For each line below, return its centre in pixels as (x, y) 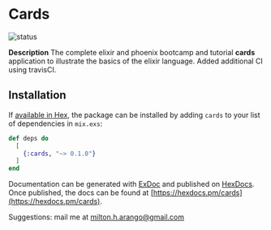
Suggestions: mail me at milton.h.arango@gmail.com (97, 217)
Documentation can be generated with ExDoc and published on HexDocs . (131, 184)
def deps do (28, 138)
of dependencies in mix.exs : (56, 124)
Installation (37, 95)
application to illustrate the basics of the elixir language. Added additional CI (136, 61)
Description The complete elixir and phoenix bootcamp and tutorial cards (132, 52)
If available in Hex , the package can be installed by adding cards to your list (135, 115)
